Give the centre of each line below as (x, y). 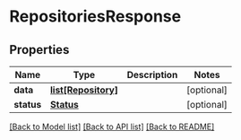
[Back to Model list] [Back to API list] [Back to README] (112, 127)
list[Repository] (84, 90)
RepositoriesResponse (95, 17)
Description (152, 75)
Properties (39, 50)
